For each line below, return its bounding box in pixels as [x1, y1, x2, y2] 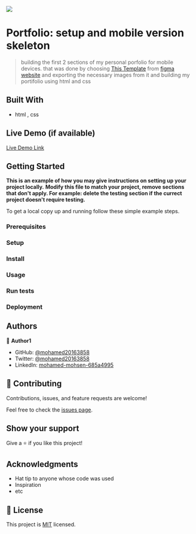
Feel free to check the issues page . [6, 406, 93, 413]
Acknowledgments [6, 459, 79, 469]
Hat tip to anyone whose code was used [14, 475, 114, 482]
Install [6, 254, 25, 263]
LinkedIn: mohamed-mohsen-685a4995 [14, 361, 114, 369]
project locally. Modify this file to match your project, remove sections [6, 183, 185, 191]
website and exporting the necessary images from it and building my [20, 71, 190, 78]
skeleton [6, 39, 50, 53]
